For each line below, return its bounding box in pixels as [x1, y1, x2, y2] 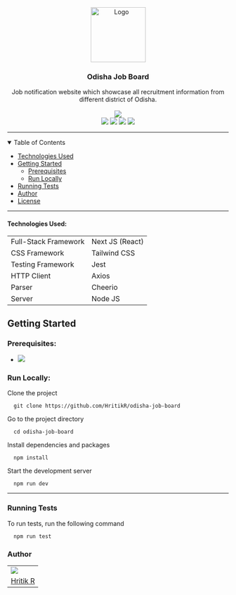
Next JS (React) [91, 236, 144, 246]
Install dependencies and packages [7, 441, 110, 449]
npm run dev [13, 480, 49, 487]
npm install [13, 454, 49, 461]
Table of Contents [13, 139, 65, 147]
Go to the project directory [7, 415, 84, 423]
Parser [11, 282, 33, 292]
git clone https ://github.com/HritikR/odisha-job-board [13, 402, 181, 410]
